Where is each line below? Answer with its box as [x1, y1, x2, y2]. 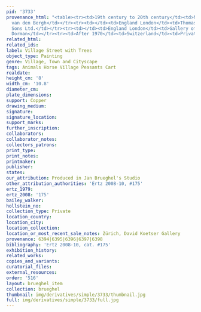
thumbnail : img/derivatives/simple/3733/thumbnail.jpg [6, 292, 146, 298]
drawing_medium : [6, 103, 47, 109]
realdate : [6, 70, 31, 76]
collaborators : [6, 131, 44, 137]
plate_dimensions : [6, 92, 52, 98]
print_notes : [6, 153, 39, 159]
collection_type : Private [6, 208, 71, 215]
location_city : [6, 220, 44, 225]
